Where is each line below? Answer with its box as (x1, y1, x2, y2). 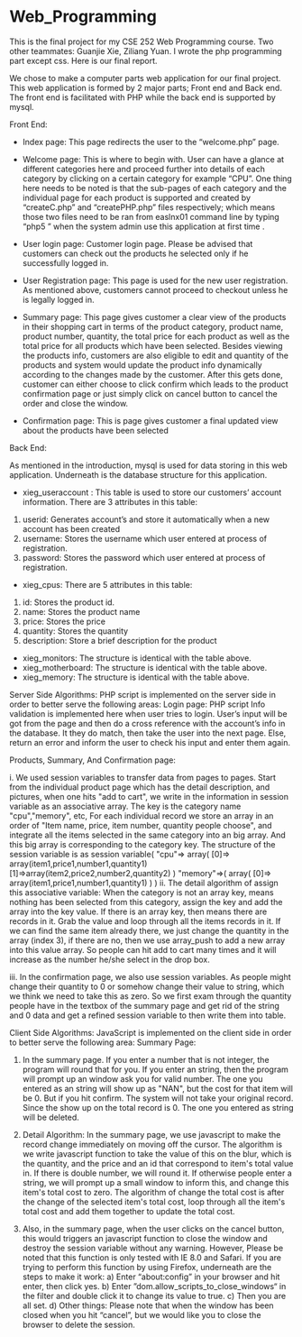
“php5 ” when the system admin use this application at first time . (22, 221, 265, 232)
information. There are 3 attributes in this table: (22, 496, 198, 507)
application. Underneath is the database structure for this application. (9, 469, 268, 480)
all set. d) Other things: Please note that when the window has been (22, 1300, 274, 1311)
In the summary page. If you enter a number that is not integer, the (22, 1054, 270, 1065)
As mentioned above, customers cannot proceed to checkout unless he (22, 284, 288, 295)
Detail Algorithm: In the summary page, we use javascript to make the (22, 1129, 281, 1140)
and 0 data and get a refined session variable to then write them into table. (9, 1010, 287, 1021)
